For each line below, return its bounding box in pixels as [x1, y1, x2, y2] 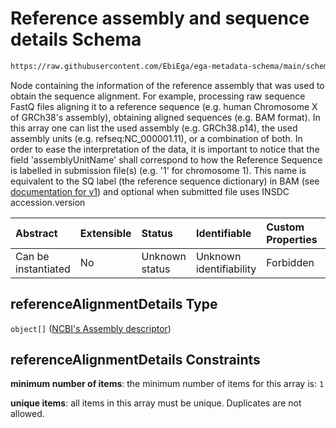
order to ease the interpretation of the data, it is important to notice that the [10, 143, 320, 155]
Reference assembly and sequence [10, 7, 310, 30]
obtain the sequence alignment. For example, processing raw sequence [10, 90, 306, 102]
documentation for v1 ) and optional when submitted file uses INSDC [10, 185, 290, 197]
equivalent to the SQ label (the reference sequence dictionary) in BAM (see [10, 175, 320, 187]
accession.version [10, 196, 86, 208]
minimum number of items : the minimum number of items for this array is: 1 [10, 378, 325, 390]
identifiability [195, 262, 257, 276]
